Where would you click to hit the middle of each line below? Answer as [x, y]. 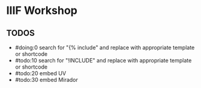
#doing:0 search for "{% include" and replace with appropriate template [105, 47]
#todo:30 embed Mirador [46, 80]
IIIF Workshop [42, 11]
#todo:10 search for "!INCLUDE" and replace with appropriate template [103, 60]
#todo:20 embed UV [41, 73]
